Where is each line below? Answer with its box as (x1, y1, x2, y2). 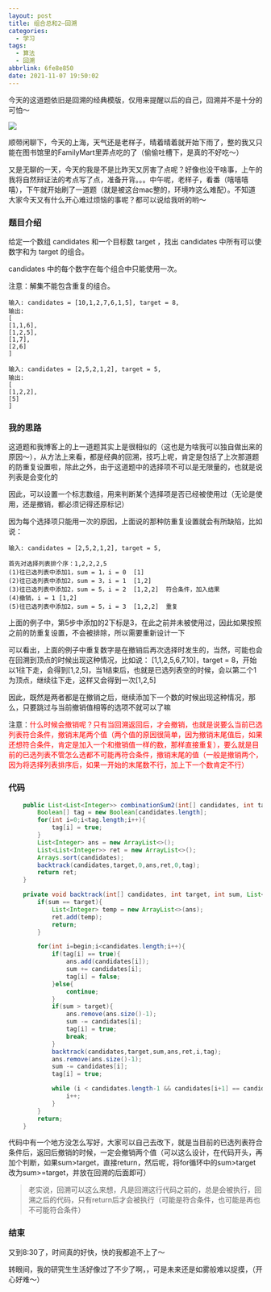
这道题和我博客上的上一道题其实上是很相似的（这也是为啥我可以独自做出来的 (8, 442, 263, 452)
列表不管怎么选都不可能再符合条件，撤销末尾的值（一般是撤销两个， (35, 750, 263, 760)
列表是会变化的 (8, 473, 58, 482)
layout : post (8, 11, 52, 20)
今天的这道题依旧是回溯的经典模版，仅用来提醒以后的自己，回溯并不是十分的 (8, 94, 263, 105)
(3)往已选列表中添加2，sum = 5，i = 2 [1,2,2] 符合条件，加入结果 (8, 586, 220, 594)
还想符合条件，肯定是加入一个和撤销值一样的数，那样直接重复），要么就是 (8, 740, 252, 750)
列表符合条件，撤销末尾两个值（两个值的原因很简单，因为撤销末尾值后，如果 (8, 730, 263, 740)
